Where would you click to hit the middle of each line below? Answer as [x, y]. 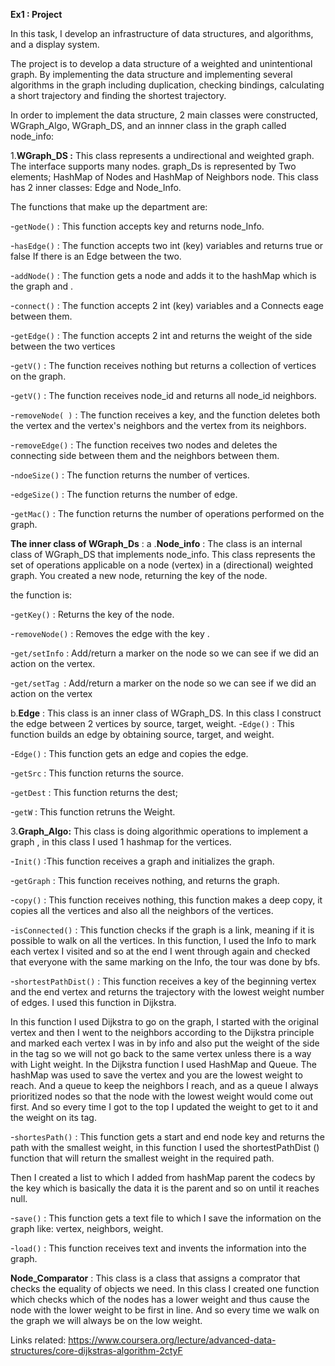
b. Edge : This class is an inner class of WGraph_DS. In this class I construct [166, 713]
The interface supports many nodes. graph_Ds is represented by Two [153, 166]
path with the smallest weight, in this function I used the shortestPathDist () [165, 1147]
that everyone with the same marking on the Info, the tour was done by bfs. [165, 962]
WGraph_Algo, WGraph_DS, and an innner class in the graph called [148, 125]
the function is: [41, 595]
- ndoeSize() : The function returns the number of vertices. [130, 475]
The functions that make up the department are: [109, 207]
